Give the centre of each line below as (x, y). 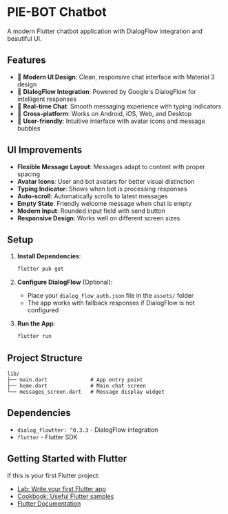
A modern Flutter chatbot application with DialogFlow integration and (105, 31)
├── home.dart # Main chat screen (77, 386)
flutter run (34, 336)
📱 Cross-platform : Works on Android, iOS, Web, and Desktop (104, 113)
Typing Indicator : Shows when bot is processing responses (102, 189)
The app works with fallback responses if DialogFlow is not (111, 303)
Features (27, 60)
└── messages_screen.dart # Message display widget (86, 392)
